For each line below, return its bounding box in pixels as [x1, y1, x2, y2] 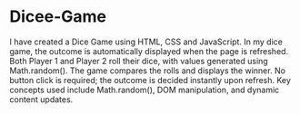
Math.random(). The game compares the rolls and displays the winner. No [9, 65, 286, 76]
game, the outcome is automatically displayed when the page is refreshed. [9, 45, 289, 56]
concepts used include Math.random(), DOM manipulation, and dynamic [9, 84, 280, 95]
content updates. [9, 93, 74, 105]
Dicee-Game [9, 6, 107, 27]
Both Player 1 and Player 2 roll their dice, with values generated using [9, 55, 268, 66]
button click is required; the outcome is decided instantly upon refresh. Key [9, 74, 291, 85]
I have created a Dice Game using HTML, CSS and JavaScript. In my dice [9, 36, 284, 47]
